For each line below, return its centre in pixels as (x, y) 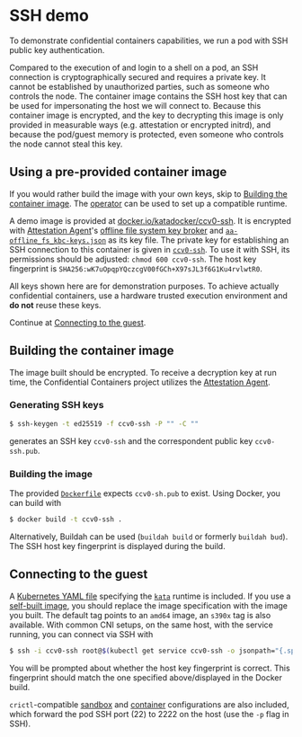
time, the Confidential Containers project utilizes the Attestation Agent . (140, 382)
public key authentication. (57, 49)
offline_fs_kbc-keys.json (58, 240)
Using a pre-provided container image (118, 172)
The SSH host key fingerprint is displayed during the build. (118, 546)
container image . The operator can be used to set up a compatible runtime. (148, 203)
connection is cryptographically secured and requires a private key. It (138, 76)
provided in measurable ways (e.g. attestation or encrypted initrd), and (140, 124)
